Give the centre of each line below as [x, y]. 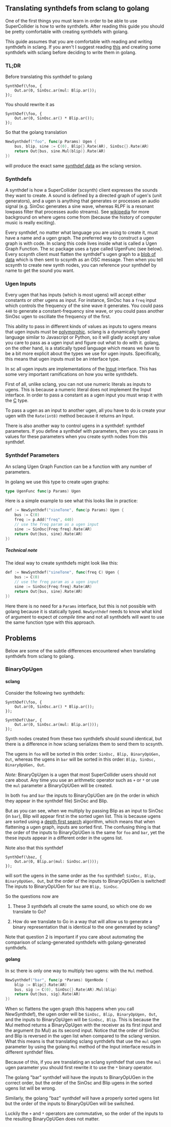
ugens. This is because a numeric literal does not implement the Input [78, 390]
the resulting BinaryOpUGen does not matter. [53, 1119]
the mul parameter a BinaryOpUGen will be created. [59, 785]
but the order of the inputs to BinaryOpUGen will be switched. [70, 1103]
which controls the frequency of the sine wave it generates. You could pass [84, 306]
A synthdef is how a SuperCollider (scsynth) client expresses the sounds [81, 190]
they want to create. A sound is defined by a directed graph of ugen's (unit [83, 195]
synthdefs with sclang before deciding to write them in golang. [71, 52]
